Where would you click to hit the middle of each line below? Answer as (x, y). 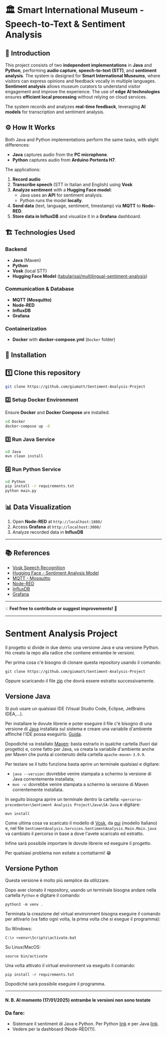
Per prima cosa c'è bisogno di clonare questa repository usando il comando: (83, 662)
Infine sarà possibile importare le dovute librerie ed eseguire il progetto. (78, 843)
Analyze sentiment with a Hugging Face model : (62, 190)
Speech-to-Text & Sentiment (65, 24)
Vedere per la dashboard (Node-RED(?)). (54, 1029)
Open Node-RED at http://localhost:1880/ (57, 521)
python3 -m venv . (24, 905)
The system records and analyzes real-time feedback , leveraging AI (75, 106)
